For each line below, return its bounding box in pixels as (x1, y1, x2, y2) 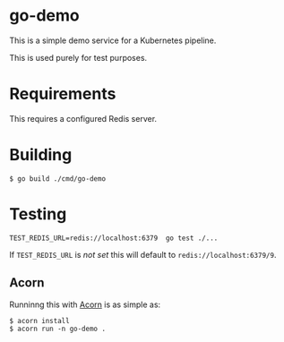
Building (9, 145, 73, 166)
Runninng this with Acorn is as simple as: (9, 299, 161, 310)
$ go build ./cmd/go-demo (9, 174, 106, 184)
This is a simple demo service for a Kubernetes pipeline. (9, 35, 217, 46)
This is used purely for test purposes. (9, 52, 148, 63)
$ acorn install (9, 316, 70, 325)
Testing (9, 204, 67, 224)
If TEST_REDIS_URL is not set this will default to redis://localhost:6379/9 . (9, 249, 277, 260)
